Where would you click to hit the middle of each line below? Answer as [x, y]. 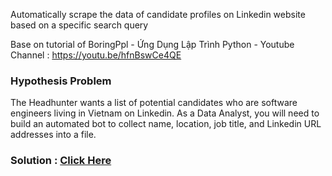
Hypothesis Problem [61, 81]
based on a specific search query [79, 25]
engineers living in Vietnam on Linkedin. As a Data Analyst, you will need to [165, 113]
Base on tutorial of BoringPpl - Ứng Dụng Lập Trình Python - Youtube [152, 44]
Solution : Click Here [61, 161]
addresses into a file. [53, 135]
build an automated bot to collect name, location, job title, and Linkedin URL [166, 124]
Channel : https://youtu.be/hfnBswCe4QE [96, 55]
